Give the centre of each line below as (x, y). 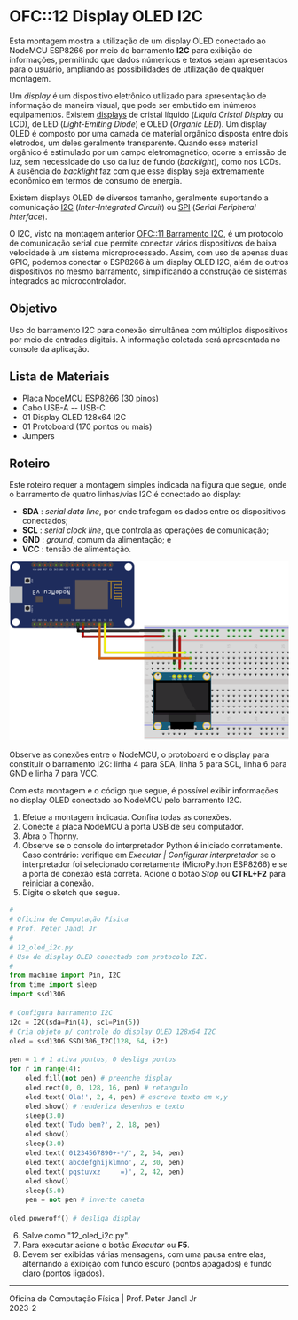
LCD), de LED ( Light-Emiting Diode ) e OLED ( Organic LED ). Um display (138, 124)
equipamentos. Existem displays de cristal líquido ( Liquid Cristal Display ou (146, 114)
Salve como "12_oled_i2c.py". (76, 1235)
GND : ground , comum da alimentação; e (97, 540)
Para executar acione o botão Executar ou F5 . (106, 1245)
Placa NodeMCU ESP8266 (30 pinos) (90, 398)
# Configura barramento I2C (61, 1012)
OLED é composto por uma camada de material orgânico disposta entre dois (149, 133)
